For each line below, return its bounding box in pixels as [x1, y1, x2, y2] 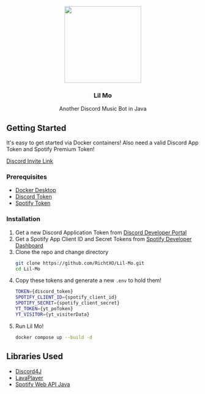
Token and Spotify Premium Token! [6, 146, 95, 153]
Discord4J [15, 367, 42, 375]
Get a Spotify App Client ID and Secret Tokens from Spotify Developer [15, 235, 192, 242]
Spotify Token [15, 199, 51, 207]
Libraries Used [6, 351, 63, 362]
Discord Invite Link [6, 157, 53, 165]
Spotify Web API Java [15, 381, 70, 388]
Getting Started [6, 122, 67, 133]
